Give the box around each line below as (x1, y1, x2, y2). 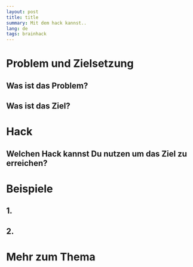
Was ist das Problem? (6, 80, 88, 90)
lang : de (6, 25, 28, 32)
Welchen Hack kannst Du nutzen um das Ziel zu (6, 148, 187, 159)
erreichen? (6, 158, 48, 168)
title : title (6, 14, 39, 20)
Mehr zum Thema (6, 250, 96, 263)
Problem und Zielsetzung (6, 57, 134, 71)
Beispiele (6, 182, 53, 195)
